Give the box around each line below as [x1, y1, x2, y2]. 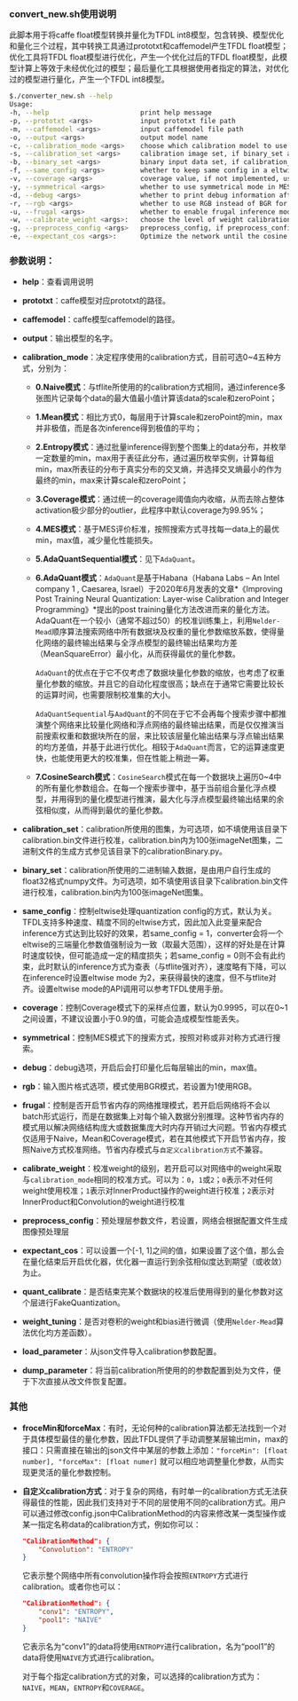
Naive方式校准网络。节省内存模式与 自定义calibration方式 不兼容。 [29, 1145, 268, 1155]
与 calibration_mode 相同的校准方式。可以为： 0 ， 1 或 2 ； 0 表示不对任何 [21, 1174, 273, 1185]
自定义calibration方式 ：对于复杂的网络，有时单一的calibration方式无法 [21, 1485, 280, 1496]
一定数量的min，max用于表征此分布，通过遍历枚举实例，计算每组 [35, 453, 275, 463]
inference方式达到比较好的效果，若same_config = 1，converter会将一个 [21, 928, 284, 939]
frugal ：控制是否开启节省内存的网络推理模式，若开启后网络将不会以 [21, 1100, 271, 1111]
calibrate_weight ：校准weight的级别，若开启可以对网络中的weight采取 [21, 1163, 282, 1174]
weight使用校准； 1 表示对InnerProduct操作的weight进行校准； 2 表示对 [21, 1185, 275, 1196]
